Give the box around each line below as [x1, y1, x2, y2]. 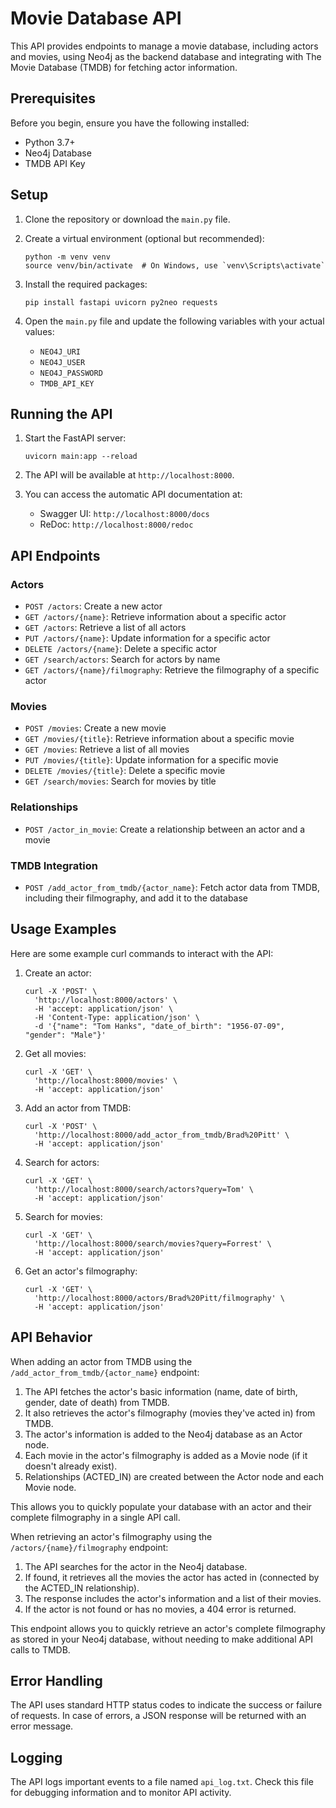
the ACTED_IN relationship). [24, 1582, 140, 1594]
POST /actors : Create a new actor [24, 600, 163, 612]
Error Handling [10, 1672, 103, 1689]
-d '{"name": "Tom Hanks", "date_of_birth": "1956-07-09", [34, 1021, 286, 1031]
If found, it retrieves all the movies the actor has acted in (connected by [24, 1571, 320, 1583]
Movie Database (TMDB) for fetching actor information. [10, 61, 238, 73]
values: [24, 325, 55, 337]
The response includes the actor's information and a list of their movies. [24, 1592, 322, 1604]
